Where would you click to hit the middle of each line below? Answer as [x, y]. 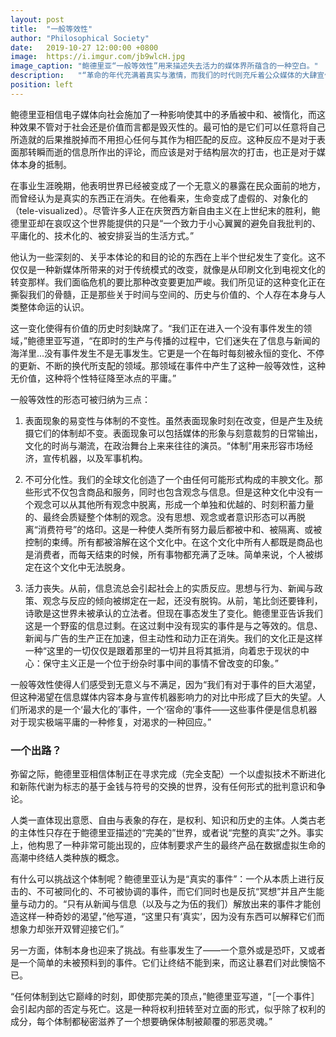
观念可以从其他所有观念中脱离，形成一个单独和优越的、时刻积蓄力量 [174, 504]
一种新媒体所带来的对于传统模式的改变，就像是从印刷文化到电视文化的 [181, 269]
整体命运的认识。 [54, 307]
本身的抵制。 [45, 164]
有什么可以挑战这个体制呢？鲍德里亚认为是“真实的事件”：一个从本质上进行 [163, 879]
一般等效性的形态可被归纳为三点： [80, 399]
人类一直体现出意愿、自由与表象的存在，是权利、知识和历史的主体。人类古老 [168, 820]
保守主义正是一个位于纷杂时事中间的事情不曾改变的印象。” [160, 663]
